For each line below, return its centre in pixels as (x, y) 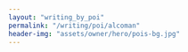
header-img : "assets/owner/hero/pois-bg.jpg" (94, 33)
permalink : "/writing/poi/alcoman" (74, 26)
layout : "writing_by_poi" (56, 17)
